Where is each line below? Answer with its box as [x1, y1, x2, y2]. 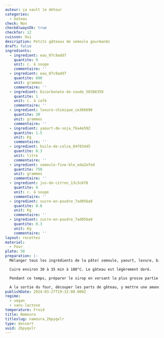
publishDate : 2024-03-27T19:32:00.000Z [5, 289, 86, 294]
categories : [5, 12, 29, 17]
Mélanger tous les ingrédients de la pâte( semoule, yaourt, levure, [9, 258, 154, 263]
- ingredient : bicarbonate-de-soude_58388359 [9, 89, 104, 94]
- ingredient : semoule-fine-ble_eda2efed [9, 162, 95, 167]
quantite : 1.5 [14, 130, 42, 135]
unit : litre [14, 153, 38, 158]
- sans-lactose [9, 303, 41, 308]
